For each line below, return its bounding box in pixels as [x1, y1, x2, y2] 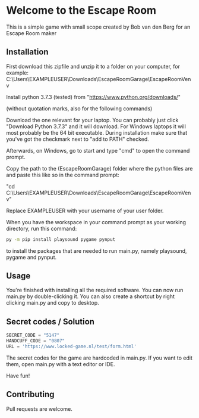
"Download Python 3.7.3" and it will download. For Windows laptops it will [6, 123, 186, 130]
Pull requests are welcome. [6, 405, 72, 412]
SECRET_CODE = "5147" [6, 332, 60, 339]
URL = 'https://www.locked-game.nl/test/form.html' [6, 343, 137, 349]
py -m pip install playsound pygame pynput [6, 236, 116, 242]
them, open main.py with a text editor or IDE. [6, 360, 115, 367]
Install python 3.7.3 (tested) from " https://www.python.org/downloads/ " [6, 93, 181, 100]
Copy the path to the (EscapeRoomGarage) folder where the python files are [6, 165, 193, 172]
